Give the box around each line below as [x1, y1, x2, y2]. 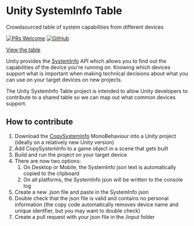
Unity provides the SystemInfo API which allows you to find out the [6, 57, 167, 64]
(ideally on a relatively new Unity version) [14, 139, 115, 146]
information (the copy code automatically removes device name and [14, 201, 179, 208]
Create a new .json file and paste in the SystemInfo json [14, 189, 149, 196]
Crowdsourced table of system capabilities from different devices [6, 23, 164, 30]
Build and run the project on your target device [14, 151, 127, 158]
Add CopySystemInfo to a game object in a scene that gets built [14, 145, 168, 152]
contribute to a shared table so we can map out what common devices [6, 94, 176, 101]
